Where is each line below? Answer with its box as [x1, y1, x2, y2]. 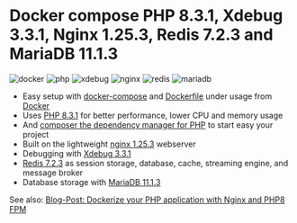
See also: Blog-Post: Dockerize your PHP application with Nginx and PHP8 [9, 194, 285, 205]
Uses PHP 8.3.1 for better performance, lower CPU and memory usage [22, 110, 283, 120]
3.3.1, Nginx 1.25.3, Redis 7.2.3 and [9, 24, 274, 45]
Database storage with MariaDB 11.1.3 [22, 176, 161, 187]
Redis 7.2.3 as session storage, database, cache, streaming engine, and [22, 157, 289, 168]
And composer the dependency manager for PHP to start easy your [22, 119, 274, 130]
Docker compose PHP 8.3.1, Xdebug [9, 5, 283, 26]
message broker [22, 167, 84, 178]
